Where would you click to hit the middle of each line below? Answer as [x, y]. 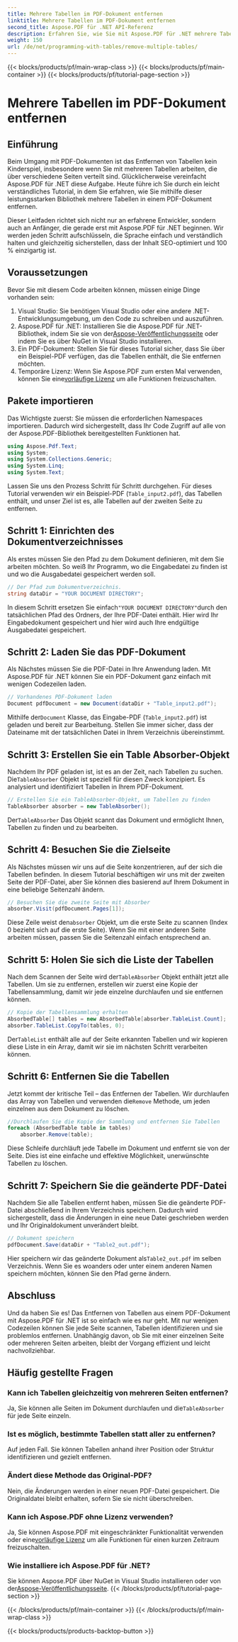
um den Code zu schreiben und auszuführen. [158, 318]
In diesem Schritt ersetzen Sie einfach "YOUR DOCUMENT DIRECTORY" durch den [117, 607]
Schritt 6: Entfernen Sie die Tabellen [89, 1077]
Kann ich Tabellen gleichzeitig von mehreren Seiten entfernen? [118, 1393]
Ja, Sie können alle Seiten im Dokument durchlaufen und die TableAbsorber [116, 1408]
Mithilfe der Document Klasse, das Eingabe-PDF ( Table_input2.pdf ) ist [107, 717]
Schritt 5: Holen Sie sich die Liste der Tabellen [110, 960]
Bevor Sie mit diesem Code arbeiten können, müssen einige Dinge [104, 289]
